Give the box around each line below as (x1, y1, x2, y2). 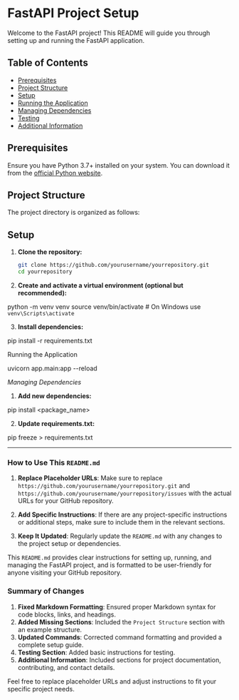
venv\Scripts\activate (7, 310, 75, 317)
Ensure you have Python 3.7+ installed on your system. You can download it (7, 161, 230, 169)
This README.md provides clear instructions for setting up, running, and (7, 553, 212, 562)
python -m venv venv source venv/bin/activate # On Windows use (7, 302, 201, 311)
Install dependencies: (17, 323, 84, 331)
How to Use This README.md (7, 457, 101, 467)
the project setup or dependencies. (17, 539, 122, 548)
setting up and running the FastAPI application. (7, 36, 145, 44)
